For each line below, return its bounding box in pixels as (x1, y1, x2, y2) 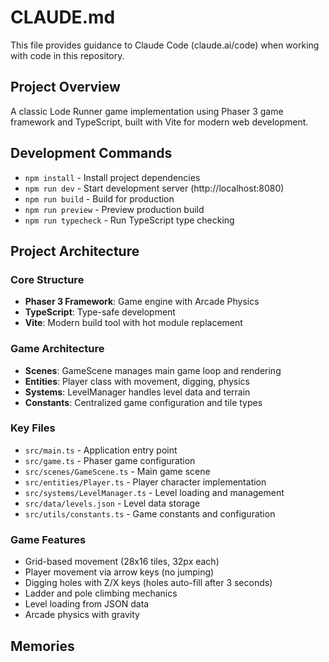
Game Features (10, 532, 87, 546)
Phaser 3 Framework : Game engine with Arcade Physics (24, 296, 260, 308)
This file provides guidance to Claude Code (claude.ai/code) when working (10, 39, 320, 51)
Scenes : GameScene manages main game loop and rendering (24, 364, 282, 376)
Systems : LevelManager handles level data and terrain (24, 386, 251, 398)
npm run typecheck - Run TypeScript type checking (24, 214, 235, 226)
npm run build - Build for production (24, 192, 175, 205)
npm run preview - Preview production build (24, 203, 205, 215)
